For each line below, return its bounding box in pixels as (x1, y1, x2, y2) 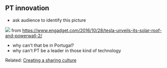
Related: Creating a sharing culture (5, 57, 77, 63)
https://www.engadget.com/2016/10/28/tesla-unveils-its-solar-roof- (22, 27, 162, 33)
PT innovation (5, 4, 49, 12)
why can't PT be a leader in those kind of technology (12, 47, 121, 54)
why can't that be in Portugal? (12, 42, 74, 48)
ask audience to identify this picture (12, 17, 86, 23)
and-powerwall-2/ (5, 32, 42, 39)
